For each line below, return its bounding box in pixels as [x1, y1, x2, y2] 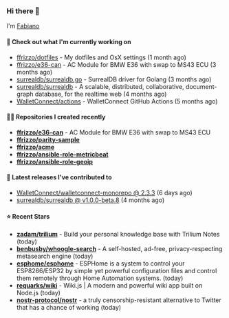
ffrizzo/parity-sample [16, 135, 80, 143]
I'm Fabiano [6, 22, 40, 30]
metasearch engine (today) [16, 252, 94, 261]
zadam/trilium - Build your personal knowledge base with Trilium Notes [16, 230, 220, 239]
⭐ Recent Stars [6, 212, 50, 220]
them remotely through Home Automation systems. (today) [16, 274, 184, 282]
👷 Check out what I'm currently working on [6, 37, 131, 46]
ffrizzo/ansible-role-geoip [16, 157, 94, 166]
